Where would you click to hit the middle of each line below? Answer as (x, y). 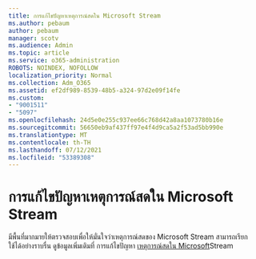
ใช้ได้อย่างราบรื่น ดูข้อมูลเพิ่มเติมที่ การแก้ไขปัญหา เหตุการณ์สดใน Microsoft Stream (121, 246)
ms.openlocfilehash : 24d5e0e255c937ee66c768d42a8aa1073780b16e (116, 120)
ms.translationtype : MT (48, 135)
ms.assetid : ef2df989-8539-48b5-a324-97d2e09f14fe (94, 90)
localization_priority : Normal (60, 75)
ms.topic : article (39, 53)
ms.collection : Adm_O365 (50, 83)
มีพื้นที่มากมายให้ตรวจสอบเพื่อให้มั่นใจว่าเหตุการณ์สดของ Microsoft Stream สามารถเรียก (128, 237)
